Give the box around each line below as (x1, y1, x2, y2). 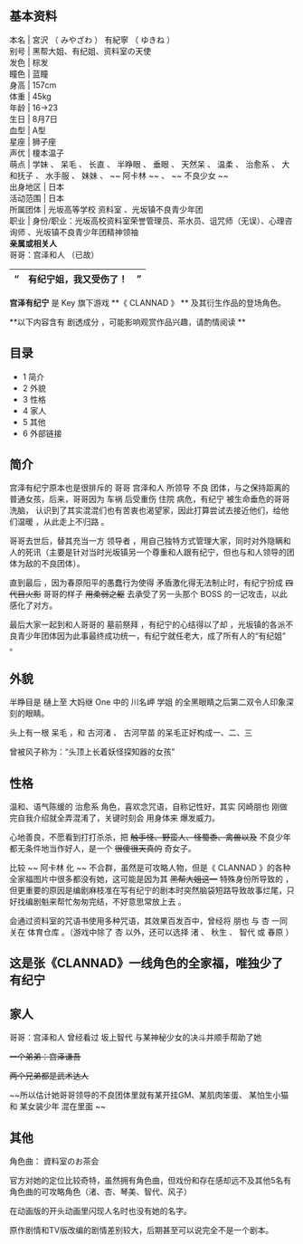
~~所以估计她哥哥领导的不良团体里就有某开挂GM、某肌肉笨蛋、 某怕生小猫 (9, 1089, 289, 1101)
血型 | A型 (9, 125, 47, 136)
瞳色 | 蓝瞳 (9, 68, 49, 79)
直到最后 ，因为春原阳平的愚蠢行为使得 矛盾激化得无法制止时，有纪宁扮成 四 (9, 577, 294, 588)
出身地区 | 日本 (9, 181, 65, 192)
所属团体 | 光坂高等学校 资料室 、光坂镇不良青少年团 (9, 204, 204, 214)
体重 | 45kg (9, 90, 52, 101)
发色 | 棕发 (9, 57, 49, 68)
